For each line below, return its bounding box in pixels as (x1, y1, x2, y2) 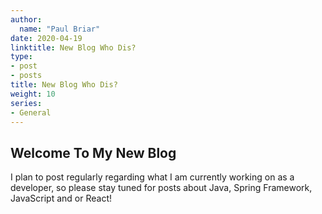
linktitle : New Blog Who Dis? (10, 42, 137, 53)
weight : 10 (10, 89, 56, 99)
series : (10, 98, 43, 108)
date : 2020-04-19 (10, 33, 83, 43)
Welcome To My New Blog (10, 144, 177, 161)
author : (10, 14, 43, 25)
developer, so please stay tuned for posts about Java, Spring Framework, (10, 182, 313, 194)
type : (10, 52, 33, 62)
